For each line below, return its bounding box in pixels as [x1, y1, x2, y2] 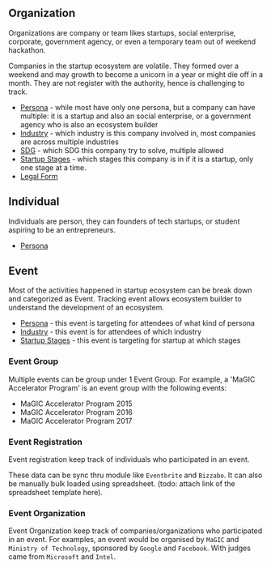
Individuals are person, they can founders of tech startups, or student [8, 216, 240, 226]
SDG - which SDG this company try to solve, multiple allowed [19, 145, 224, 155]
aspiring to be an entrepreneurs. [8, 224, 116, 234]
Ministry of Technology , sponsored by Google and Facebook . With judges [8, 543, 251, 553]
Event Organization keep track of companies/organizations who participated [8, 526, 263, 536]
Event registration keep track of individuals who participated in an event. [8, 455, 250, 464]
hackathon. [8, 45, 46, 55]
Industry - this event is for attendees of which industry [19, 327, 202, 337]
